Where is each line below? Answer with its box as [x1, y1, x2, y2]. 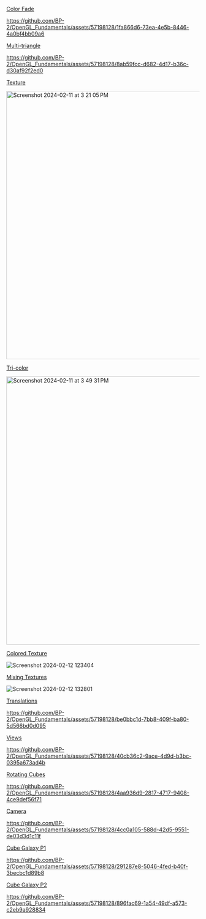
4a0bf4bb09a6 [6, 30, 45, 37]
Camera [6, 807, 26, 815]
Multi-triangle [6, 42, 41, 49]
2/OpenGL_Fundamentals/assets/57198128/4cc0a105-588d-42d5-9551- [6, 826, 189, 833]
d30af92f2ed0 [6, 67, 44, 74]
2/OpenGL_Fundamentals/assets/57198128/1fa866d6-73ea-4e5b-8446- [6, 24, 189, 31]
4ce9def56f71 [6, 796, 42, 803]
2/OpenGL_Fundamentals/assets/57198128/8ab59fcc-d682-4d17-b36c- [6, 61, 189, 67]
